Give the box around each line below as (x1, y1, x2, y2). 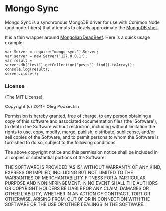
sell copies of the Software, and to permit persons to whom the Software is (5, 134, 159, 140)
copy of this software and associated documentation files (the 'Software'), (5, 118, 158, 124)
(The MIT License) (5, 94, 43, 100)
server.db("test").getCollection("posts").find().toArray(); (5, 62, 135, 67)
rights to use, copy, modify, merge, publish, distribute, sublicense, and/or (5, 129, 155, 135)
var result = (5, 58, 32, 63)
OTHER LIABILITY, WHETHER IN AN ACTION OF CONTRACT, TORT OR (5, 191, 150, 197)
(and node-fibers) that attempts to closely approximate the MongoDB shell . (5, 24, 159, 30)
